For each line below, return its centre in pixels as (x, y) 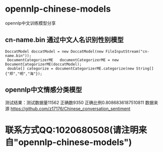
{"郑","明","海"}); (24, 74)
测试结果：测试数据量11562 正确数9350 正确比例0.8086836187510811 (75, 102)
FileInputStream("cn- (128, 51)
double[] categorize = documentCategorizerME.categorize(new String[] (80, 68)
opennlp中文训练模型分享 (31, 23)
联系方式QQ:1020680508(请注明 (72, 130)
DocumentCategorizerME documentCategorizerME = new (63, 60)
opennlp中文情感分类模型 (43, 90)
